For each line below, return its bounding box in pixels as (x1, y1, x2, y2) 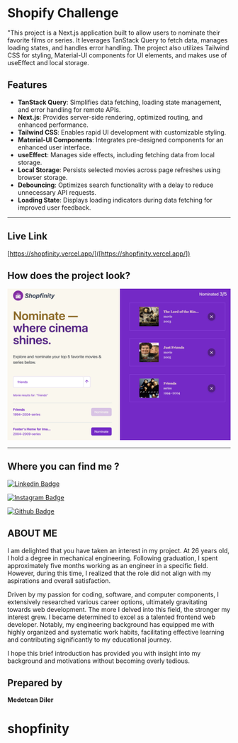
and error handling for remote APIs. (17, 105, 121, 114)
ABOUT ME (7, 528, 58, 540)
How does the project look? (7, 269, 131, 281)
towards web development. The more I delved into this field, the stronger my (7, 605, 231, 613)
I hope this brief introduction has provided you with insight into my (7, 649, 201, 657)
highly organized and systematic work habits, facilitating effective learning (7, 628, 225, 636)
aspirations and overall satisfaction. (7, 576, 111, 585)
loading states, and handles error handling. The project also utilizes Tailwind (7, 43, 229, 52)
